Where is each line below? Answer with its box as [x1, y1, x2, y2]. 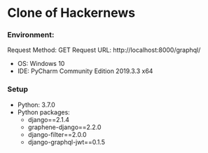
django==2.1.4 [27, 115, 70, 124]
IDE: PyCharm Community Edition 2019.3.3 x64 [17, 67, 153, 75]
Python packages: [17, 107, 70, 117]
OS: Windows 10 [17, 60, 65, 68]
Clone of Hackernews [7, 5, 135, 21]
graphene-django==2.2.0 [27, 123, 102, 131]
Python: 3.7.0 [17, 100, 56, 109]
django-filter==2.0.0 [27, 130, 87, 138]
